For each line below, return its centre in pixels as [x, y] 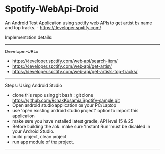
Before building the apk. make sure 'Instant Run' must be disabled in [81, 126]
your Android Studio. [33, 131]
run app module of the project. [43, 142]
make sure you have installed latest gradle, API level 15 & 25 [73, 121]
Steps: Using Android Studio [34, 85]
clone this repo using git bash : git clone [53, 95]
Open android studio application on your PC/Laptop [64, 105]
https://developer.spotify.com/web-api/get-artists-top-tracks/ [75, 71]
